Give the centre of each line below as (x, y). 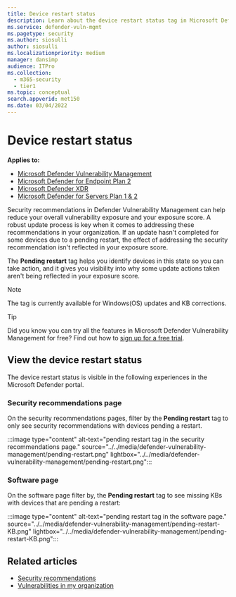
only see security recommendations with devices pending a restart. (105, 425)
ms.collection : (29, 73)
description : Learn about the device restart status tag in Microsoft (113, 20)
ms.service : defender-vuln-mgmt (54, 27)
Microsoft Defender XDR (53, 188)
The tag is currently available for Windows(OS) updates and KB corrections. (117, 303)
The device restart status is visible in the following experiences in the (107, 377)
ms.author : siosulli (38, 40)
